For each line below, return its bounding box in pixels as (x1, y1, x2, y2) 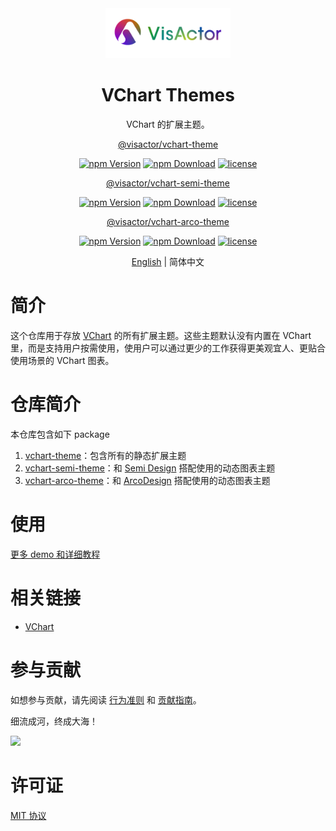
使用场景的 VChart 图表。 (10, 354, 115, 366)
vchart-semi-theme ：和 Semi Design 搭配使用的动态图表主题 (24, 462, 276, 474)
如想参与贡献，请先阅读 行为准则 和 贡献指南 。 (10, 693, 202, 706)
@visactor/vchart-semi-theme (106, 177, 230, 189)
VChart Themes (101, 84, 235, 107)
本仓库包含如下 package (10, 428, 110, 440)
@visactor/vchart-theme (117, 138, 219, 150)
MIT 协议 (10, 809, 47, 821)
